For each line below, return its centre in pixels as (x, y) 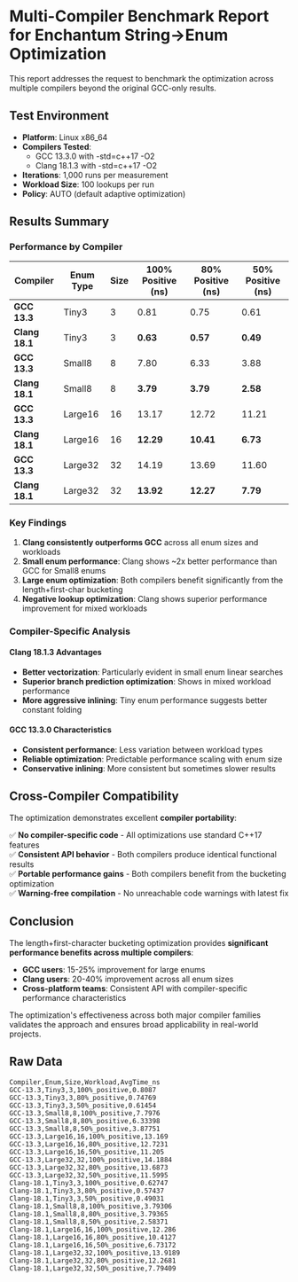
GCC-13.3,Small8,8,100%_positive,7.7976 (85, 1113)
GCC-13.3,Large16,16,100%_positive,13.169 (89, 1137)
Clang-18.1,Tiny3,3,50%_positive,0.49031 (87, 1199)
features (24, 845)
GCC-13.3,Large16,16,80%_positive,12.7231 (89, 1144)
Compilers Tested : (56, 146)
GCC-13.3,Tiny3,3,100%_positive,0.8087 (83, 1090)
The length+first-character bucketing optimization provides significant (139, 942)
